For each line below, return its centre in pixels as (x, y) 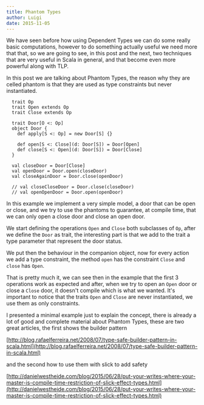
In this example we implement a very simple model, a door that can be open (101, 203)
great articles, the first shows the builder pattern (67, 328)
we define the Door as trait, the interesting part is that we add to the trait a (98, 235)
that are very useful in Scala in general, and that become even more (91, 60)
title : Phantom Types (34, 12)
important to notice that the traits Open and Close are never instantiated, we (100, 297)
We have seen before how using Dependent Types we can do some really (98, 41)
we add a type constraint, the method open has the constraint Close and (96, 259)
